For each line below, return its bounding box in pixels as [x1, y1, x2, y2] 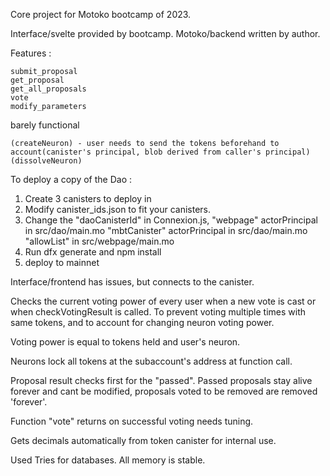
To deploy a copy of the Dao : [10, 174, 132, 185]
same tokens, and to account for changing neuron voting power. [10, 317, 275, 328]
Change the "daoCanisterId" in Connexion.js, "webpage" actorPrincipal [24, 214, 318, 226]
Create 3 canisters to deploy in [24, 193, 152, 204]
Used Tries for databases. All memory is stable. [10, 454, 206, 466]
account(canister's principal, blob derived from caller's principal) [10, 147, 311, 157]
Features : [10, 47, 52, 59]
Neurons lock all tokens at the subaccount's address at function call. [10, 355, 293, 367]
